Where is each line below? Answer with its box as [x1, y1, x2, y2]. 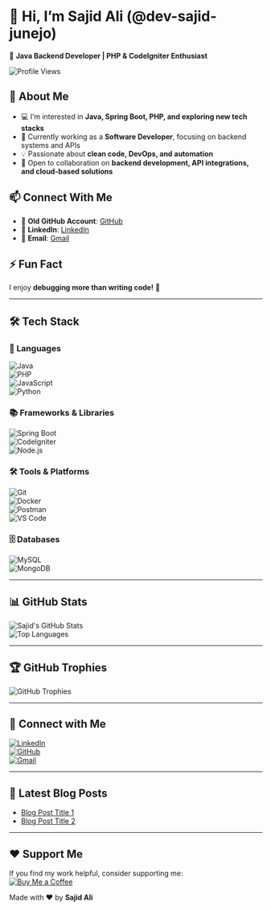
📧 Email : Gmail [20, 233, 70, 243]
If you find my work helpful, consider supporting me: [9, 868, 183, 879]
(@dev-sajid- [126, 7, 217, 26]
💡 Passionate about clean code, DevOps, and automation [20, 149, 214, 158]
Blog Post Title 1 [20, 808, 75, 818]
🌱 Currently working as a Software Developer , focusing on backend [20, 132, 247, 141]
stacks [20, 123, 45, 133]
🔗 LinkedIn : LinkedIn [20, 224, 89, 234]
